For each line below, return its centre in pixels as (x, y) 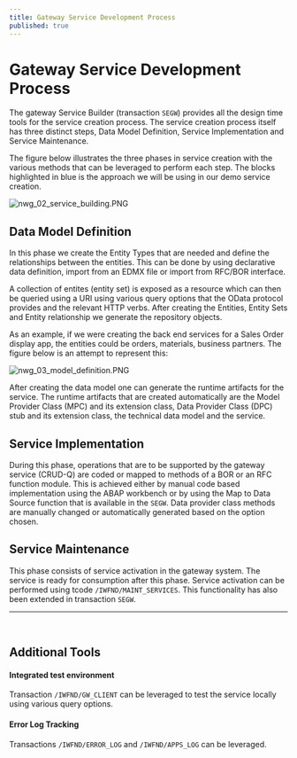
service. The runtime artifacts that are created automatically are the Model (145, 397)
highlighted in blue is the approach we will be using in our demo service (140, 177)
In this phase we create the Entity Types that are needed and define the (139, 253)
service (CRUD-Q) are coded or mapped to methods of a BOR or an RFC (141, 474)
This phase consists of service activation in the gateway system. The (135, 570)
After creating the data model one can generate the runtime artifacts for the (147, 387)
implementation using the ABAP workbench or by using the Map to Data (140, 494)
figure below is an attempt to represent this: (89, 353)
